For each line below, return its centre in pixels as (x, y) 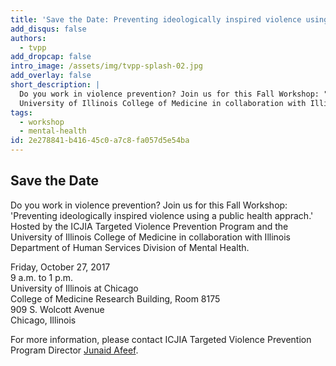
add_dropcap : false (51, 57)
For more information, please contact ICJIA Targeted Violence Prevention (161, 339)
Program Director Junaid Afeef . (74, 350)
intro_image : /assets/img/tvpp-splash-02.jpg (106, 66)
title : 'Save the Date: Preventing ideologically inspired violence (156, 19)
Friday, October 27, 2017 (60, 267)
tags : (21, 112)
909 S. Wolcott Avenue (57, 309)
